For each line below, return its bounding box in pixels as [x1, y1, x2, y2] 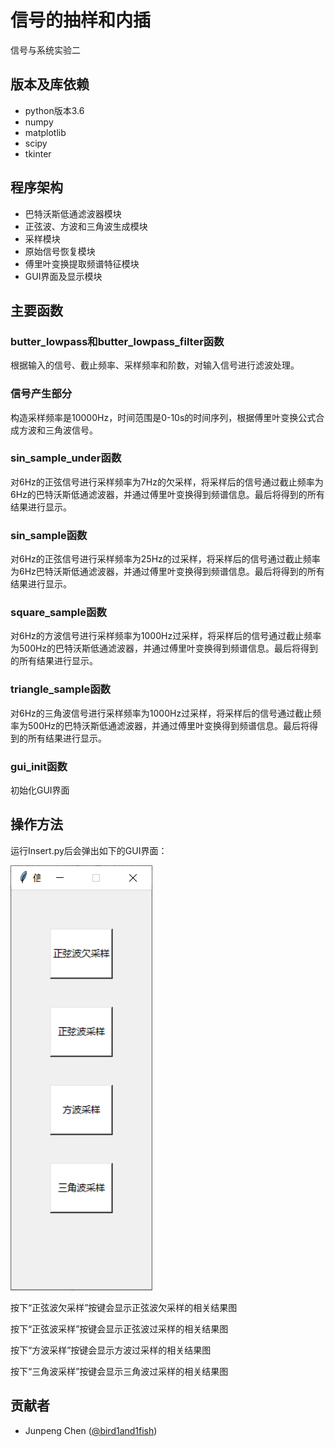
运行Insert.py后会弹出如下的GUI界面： [10, 844, 168, 856]
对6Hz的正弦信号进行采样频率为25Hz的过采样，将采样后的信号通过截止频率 [10, 553, 321, 565]
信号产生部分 [10, 387, 73, 401]
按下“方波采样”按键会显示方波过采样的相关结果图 [10, 1344, 212, 1356]
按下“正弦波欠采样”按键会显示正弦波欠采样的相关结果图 [10, 1301, 238, 1313]
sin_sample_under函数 [10, 451, 122, 465]
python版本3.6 [24, 104, 85, 116]
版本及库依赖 [10, 76, 90, 93]
